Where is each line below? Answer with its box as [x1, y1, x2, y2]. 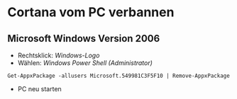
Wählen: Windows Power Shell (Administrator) [17, 59, 153, 67]
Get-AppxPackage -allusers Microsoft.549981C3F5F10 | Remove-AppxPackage [7, 72, 231, 79]
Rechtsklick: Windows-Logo [17, 51, 100, 59]
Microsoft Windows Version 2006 [7, 33, 160, 45]
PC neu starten [17, 85, 62, 93]
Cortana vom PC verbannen [7, 4, 175, 21]
